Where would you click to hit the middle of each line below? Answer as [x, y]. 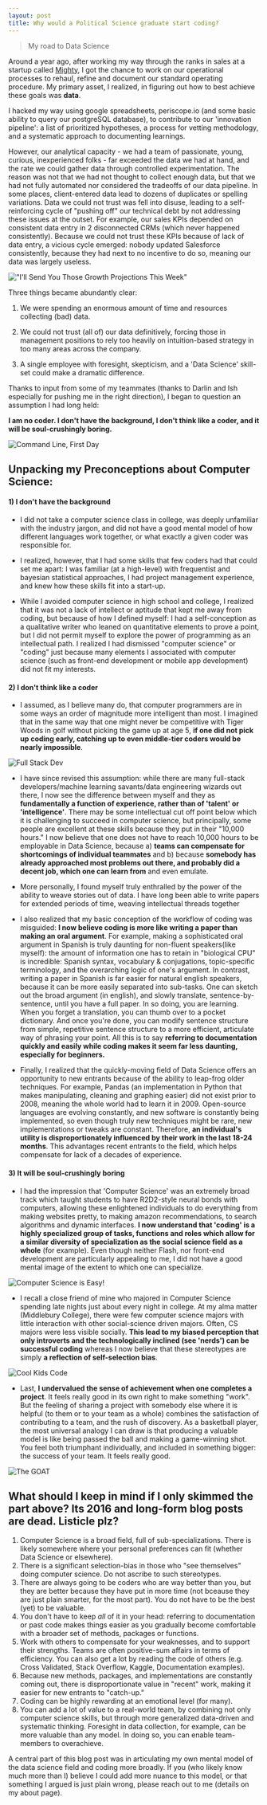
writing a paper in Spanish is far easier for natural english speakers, [131, 979]
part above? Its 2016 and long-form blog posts [126, 1508]
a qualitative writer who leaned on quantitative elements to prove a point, [139, 627]
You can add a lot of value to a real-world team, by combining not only [135, 1709]
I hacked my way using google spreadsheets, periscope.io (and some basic [132, 110]
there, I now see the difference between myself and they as [117, 795]
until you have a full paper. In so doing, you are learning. [147, 1004]
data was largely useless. [50, 261]
